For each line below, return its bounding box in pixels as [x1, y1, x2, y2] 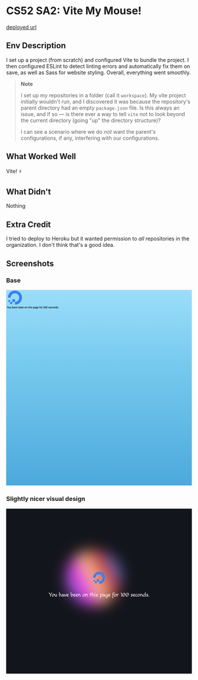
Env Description [6, 41, 66, 51]
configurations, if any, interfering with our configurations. [20, 134, 160, 141]
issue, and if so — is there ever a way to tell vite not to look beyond [20, 110, 186, 117]
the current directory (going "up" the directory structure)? [20, 117, 161, 124]
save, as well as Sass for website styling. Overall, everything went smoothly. [6, 69, 192, 76]
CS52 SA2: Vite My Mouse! [6, 4, 142, 18]
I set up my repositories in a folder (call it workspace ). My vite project [20, 91, 186, 98]
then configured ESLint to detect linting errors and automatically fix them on [6, 62, 190, 70]
